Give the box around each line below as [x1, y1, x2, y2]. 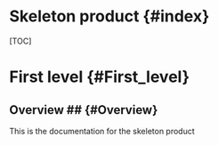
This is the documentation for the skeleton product [9, 125, 196, 136]
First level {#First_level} [9, 67, 190, 87]
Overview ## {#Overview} [9, 102, 158, 117]
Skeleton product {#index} [9, 6, 210, 27]
